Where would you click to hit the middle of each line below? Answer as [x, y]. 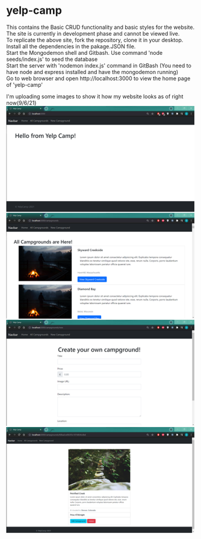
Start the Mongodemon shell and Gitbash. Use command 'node [85, 52]
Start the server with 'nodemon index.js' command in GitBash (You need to [99, 65]
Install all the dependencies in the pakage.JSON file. [71, 46]
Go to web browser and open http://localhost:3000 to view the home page [98, 78]
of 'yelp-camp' [25, 84]
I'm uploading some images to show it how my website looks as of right [95, 96]
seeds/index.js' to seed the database [52, 59]
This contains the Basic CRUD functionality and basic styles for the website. [100, 27]
